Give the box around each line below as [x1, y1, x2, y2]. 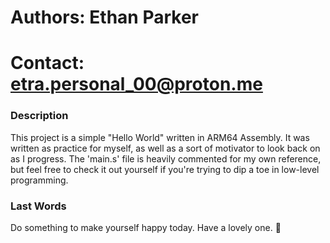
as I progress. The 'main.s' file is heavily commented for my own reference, [10, 152, 322, 165]
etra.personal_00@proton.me [10, 73, 263, 96]
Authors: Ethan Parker [10, 6, 199, 29]
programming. [10, 174, 69, 186]
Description [10, 109, 69, 123]
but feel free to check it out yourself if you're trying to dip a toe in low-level [10, 163, 320, 175]
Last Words [10, 199, 67, 213]
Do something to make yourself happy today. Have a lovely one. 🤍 [10, 221, 282, 233]
